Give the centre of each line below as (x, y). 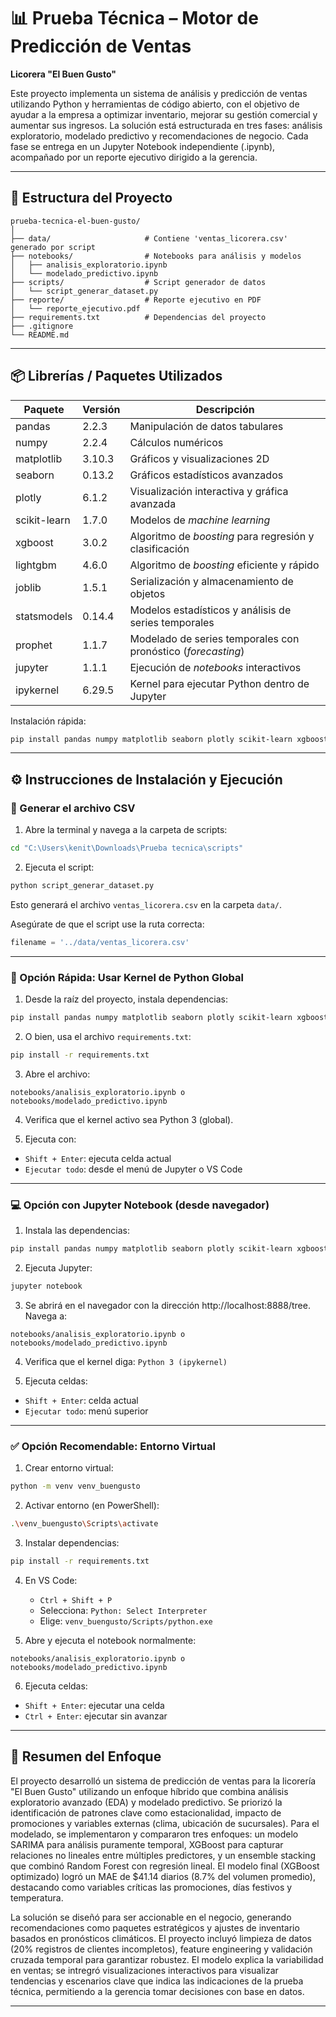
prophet (34, 645)
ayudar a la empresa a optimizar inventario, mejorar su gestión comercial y (164, 114)
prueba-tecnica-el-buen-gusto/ (75, 221)
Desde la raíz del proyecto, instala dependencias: (126, 999)
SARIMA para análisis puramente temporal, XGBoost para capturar (147, 1844)
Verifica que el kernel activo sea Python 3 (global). (129, 1119)
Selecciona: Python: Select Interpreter (123, 1610)
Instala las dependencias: (77, 1231)
